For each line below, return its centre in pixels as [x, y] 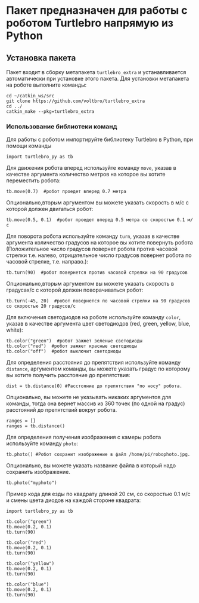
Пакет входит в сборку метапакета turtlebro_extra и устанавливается [96, 72]
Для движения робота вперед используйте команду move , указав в [91, 168]
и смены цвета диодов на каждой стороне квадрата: [74, 500]
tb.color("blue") [28, 584]
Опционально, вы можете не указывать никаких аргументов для [89, 397]
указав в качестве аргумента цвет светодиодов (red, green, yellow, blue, [98, 324]
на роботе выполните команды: [46, 85]
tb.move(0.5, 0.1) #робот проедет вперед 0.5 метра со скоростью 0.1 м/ [100, 220]
